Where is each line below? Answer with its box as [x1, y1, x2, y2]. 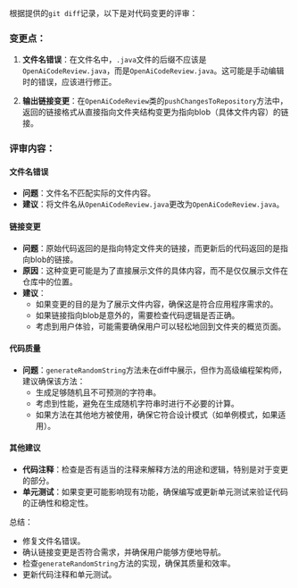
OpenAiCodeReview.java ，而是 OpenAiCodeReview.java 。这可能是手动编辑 [21, 65, 285, 76]
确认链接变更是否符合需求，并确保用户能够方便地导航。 [21, 547, 226, 558]
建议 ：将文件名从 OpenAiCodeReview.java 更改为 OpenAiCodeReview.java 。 [21, 199, 285, 210]
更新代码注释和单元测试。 [21, 569, 117, 580]
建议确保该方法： [21, 375, 86, 386]
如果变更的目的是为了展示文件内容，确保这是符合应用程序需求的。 [35, 298, 278, 309]
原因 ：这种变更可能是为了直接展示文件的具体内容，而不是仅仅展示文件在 [21, 265, 288, 275]
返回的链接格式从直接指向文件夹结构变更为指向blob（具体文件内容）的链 [21, 106, 289, 118]
